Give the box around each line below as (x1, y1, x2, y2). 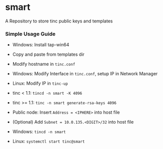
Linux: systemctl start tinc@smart (12, 139, 85, 145)
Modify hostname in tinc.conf (12, 61, 75, 67)
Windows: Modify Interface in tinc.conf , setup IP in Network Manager (12, 71, 158, 77)
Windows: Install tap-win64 (12, 42, 69, 48)
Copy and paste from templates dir (12, 51, 85, 57)
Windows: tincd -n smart (12, 129, 66, 135)
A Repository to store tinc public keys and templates (5, 18, 113, 24)
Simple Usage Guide (5, 30, 56, 37)
